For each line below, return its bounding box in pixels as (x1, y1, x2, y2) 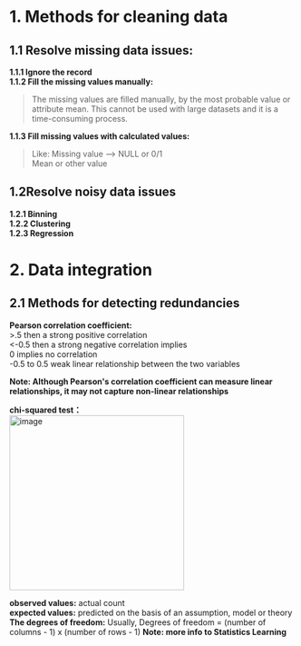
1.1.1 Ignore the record (9, 66, 92, 77)
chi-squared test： (9, 404, 82, 415)
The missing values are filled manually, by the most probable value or (31, 94, 291, 104)
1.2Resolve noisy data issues (9, 184, 177, 200)
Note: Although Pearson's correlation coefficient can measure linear (9, 375, 274, 387)
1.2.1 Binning (9, 208, 58, 219)
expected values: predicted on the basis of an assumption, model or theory (9, 607, 293, 618)
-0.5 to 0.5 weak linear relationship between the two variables (9, 358, 240, 369)
